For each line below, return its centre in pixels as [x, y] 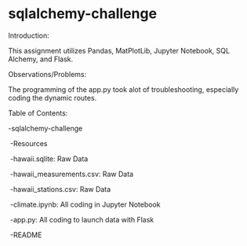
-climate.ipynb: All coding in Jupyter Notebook [85, 204]
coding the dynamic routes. [53, 97]
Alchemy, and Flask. [41, 59]
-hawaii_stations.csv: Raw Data [60, 189]
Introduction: [29, 35]
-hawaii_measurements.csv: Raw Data [72, 174]
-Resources [29, 143]
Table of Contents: [38, 113]
